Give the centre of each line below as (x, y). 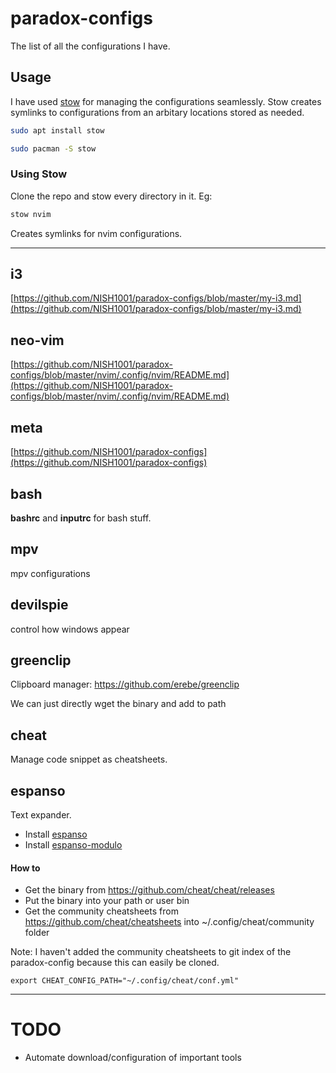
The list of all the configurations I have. (90, 46)
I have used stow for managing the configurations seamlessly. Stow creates (166, 101)
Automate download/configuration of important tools (133, 1058)
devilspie (39, 605)
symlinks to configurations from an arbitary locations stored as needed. (157, 112)
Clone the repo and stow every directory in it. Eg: (111, 196)
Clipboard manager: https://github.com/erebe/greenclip (125, 684)
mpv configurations (50, 573)
